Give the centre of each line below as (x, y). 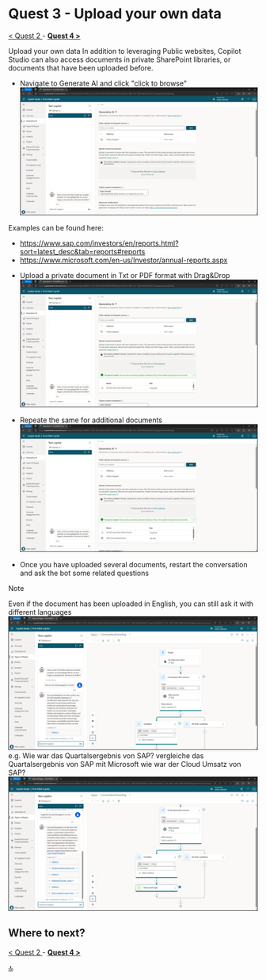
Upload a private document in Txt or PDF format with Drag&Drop (125, 275)
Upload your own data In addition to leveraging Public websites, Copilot (125, 51)
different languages (40, 612)
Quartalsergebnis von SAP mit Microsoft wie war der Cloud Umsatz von (125, 765)
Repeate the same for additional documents (91, 420)
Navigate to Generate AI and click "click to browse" (103, 83)
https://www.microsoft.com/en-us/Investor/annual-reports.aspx (123, 260)
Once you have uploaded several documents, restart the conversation (133, 564)
